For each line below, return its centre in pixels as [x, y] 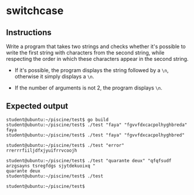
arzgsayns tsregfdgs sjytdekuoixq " [51, 166]
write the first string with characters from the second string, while [85, 53]
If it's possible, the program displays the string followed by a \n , [91, 70]
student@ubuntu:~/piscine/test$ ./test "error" [65, 145]
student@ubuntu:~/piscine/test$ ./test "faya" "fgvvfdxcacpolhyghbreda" [97, 125]
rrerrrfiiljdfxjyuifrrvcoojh [42, 150]
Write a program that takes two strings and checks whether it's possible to [96, 46]
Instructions [29, 32]
